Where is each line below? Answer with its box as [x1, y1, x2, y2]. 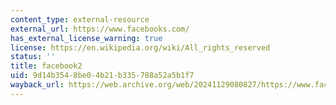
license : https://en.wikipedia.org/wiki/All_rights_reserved [10, 42, 271, 53]
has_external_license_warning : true [10, 33, 163, 43]
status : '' [10, 52, 56, 62]
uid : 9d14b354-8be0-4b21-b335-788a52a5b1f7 [10, 71, 195, 81]
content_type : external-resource [10, 14, 150, 25]
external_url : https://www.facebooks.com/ [10, 24, 190, 34]
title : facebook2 [10, 61, 83, 71]
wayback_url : [10, 80, 65, 90]
